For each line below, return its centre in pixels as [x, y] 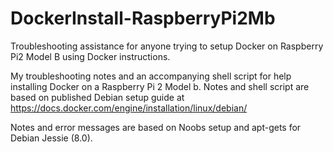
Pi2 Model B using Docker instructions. [90, 56]
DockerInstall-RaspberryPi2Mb [143, 18]
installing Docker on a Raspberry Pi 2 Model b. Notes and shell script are [160, 86]
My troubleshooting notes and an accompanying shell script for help [151, 76]
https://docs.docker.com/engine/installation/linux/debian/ [129, 108]
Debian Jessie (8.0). [51, 138]
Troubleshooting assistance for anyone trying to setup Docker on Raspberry [167, 46]
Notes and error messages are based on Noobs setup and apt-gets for [156, 127]
